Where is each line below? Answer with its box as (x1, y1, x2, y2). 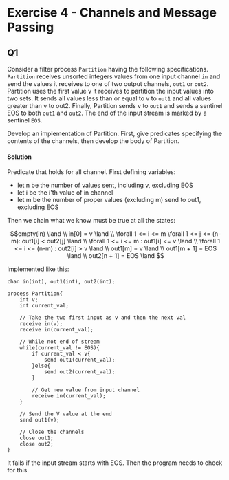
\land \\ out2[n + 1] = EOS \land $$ (67, 252, 164, 260)
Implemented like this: (7, 265, 69, 273)
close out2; (19, 441, 54, 448)
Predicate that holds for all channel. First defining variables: (7, 168, 176, 176)
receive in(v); (19, 320, 63, 327)
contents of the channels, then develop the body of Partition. (7, 137, 179, 145)
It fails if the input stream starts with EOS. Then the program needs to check (7, 459, 223, 467)
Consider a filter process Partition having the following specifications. (7, 65, 208, 73)
